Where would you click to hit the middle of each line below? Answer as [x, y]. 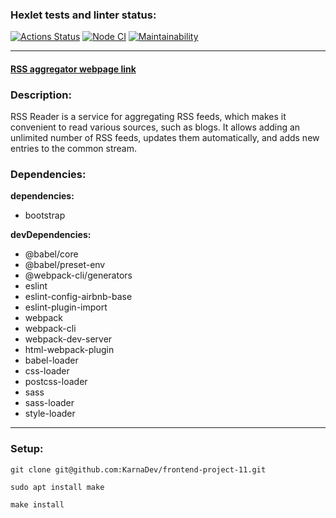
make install [37, 504]
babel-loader [51, 360]
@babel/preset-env [65, 265]
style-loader [50, 414]
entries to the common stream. [74, 149]
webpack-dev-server [68, 339]
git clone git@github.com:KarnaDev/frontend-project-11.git [138, 469]
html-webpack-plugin [69, 350]
